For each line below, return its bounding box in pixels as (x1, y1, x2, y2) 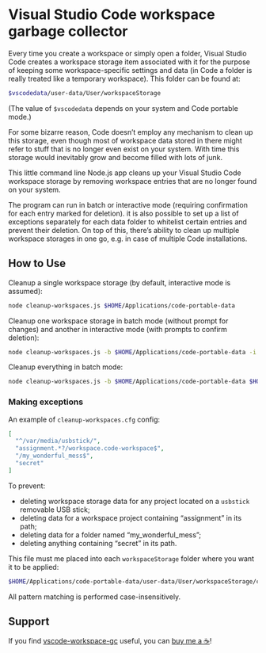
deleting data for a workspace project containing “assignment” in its (19, 513, 242, 522)
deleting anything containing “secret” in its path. (19, 538, 177, 548)
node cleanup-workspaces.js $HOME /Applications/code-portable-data (8, 301, 236, 310)
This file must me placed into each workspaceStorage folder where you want (8, 553, 255, 563)
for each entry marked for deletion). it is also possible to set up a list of (8, 208, 239, 218)
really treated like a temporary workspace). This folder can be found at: (8, 74, 241, 83)
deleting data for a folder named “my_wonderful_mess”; (19, 529, 202, 540)
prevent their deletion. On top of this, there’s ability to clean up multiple (8, 225, 240, 235)
